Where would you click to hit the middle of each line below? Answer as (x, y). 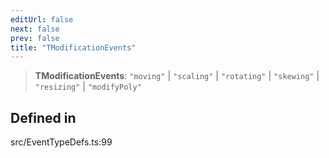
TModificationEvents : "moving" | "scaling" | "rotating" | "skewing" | (177, 76)
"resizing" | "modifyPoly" (88, 87)
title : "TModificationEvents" (73, 47)
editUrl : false (42, 19)
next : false (35, 29)
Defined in (43, 117)
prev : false (35, 38)
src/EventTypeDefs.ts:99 (61, 142)
